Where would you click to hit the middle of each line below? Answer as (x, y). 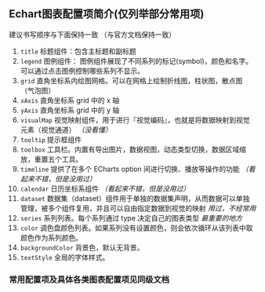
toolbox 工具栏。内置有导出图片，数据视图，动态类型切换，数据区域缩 (133, 149)
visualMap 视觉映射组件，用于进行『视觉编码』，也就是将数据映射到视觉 (135, 119)
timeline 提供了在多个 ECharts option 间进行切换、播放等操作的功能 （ (134, 169)
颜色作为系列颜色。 (51, 237)
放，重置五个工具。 (51, 159)
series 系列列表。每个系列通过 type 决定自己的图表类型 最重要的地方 (131, 217)
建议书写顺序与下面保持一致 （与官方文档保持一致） (92, 35)
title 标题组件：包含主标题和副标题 (78, 51)
